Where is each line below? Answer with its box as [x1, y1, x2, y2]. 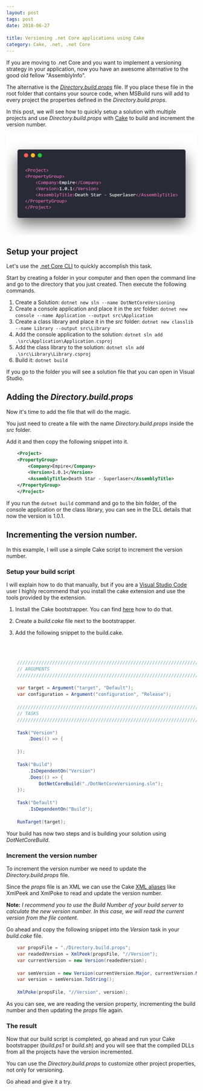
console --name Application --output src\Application [14, 313, 153, 319]
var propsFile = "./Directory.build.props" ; [17, 945, 131, 951]
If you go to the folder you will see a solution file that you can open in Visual [6, 368, 195, 376]
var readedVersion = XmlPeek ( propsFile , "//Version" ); [17, 951, 158, 957]
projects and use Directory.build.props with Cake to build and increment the [6, 115, 195, 121]
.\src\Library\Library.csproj [14, 351, 92, 358]
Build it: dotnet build [14, 356, 68, 364]
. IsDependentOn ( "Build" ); [28, 806, 94, 813]
